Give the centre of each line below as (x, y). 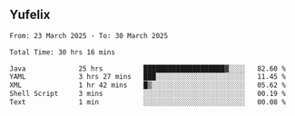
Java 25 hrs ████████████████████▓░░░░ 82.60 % (147, 68)
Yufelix (30, 15)
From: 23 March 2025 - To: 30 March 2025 (89, 35)
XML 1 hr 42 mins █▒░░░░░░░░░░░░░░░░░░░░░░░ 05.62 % (147, 85)
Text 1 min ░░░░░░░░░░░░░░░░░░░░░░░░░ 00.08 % (147, 102)
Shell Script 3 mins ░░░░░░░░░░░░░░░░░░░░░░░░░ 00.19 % (147, 94)
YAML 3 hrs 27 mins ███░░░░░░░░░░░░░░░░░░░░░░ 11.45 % (147, 77)
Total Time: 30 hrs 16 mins (63, 52)
